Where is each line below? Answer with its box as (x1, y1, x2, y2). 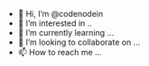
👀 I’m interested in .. (17, 18, 92, 29)
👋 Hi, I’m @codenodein (17, 9, 104, 19)
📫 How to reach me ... (17, 47, 102, 57)
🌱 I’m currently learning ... (17, 28, 115, 37)
